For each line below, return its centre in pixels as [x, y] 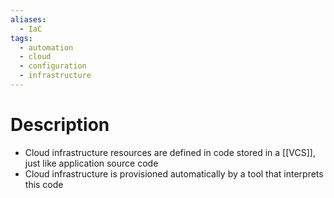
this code [44, 184]
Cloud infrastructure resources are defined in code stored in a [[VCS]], [170, 152]
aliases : [28, 19]
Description [60, 125]
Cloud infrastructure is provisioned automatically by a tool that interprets [174, 173]
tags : [21, 38]
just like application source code [91, 163]
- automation [46, 47]
